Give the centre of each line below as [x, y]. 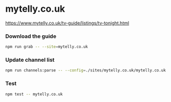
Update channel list [30, 60]
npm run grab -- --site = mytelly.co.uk [47, 47]
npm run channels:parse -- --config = [46, 70]
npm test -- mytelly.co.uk [34, 94]
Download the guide [31, 36]
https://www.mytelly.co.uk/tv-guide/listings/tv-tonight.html [67, 23]
